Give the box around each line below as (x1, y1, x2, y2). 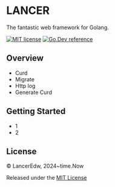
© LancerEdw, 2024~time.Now (6, 162, 84, 170)
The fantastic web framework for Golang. (6, 24, 109, 31)
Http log (15, 82, 36, 89)
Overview (6, 53, 44, 64)
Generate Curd (15, 89, 53, 96)
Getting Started (6, 106, 66, 117)
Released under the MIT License (6, 174, 87, 182)
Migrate (15, 75, 35, 83)
